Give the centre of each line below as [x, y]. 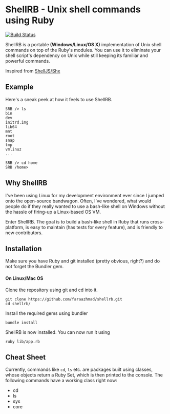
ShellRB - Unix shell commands [73, 10]
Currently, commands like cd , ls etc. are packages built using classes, [79, 370]
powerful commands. [28, 61]
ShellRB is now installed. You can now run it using [58, 332]
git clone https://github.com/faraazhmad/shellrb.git [64, 299]
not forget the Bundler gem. [35, 267]
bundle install [22, 323]
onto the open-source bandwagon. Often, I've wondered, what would [78, 201]
